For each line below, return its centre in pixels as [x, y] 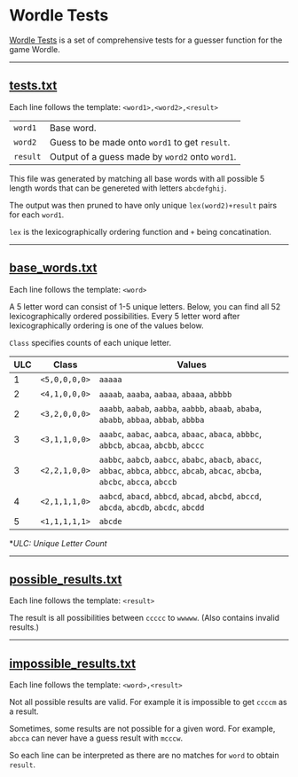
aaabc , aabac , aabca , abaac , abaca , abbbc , [180, 434]
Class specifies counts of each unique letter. [90, 342]
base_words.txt [53, 268]
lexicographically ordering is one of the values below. [106, 326]
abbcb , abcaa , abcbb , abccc [152, 444]
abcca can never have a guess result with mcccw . [96, 738]
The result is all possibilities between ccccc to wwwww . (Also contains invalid [145, 618]
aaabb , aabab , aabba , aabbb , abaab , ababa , [180, 408]
